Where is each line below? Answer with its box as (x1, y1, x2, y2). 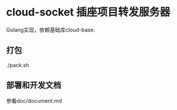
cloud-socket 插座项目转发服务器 (6, 5, 170, 19)
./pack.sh (6, 61, 30, 68)
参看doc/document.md (6, 97, 63, 104)
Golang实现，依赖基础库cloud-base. (6, 26, 95, 33)
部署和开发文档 (6, 80, 61, 90)
